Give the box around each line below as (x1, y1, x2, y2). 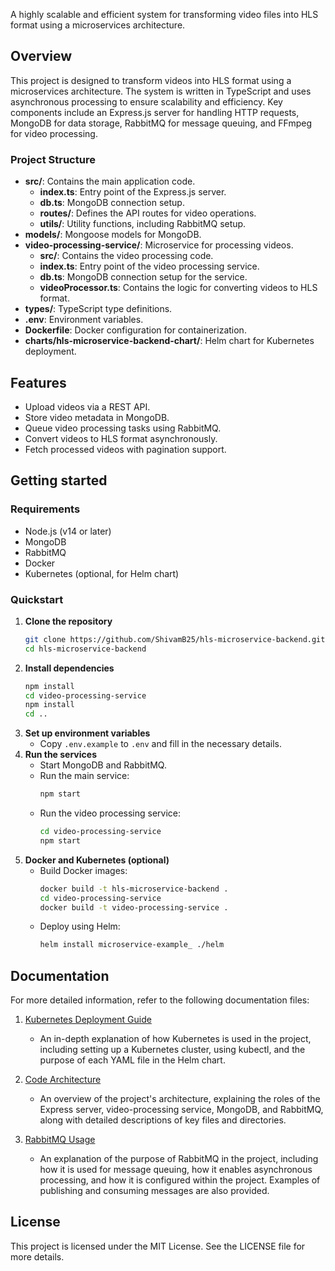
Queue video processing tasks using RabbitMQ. (24, 422, 222, 434)
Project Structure (10, 152, 96, 166)
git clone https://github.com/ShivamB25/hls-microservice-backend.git (24, 634, 326, 644)
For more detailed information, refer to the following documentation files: (10, 994, 310, 1006)
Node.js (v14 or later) (24, 525, 112, 537)
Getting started (10, 472, 108, 489)
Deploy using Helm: (39, 920, 121, 933)
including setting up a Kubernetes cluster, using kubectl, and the (39, 1044, 306, 1056)
